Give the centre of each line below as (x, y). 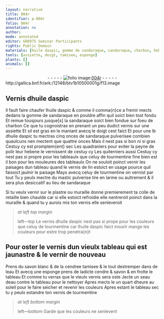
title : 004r (18, 14)
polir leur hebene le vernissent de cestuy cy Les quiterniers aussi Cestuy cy (82, 151)
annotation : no (21, 28)
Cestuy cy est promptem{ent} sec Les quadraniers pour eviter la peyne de (80, 146)
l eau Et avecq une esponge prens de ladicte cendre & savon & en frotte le (79, 272)
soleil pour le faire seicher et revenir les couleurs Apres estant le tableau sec (82, 287)
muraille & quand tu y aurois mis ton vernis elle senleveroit (64, 202)
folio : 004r (18, 23)
